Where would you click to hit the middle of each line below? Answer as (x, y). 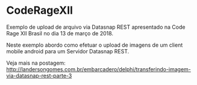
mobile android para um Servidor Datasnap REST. (68, 51)
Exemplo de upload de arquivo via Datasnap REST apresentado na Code (96, 27)
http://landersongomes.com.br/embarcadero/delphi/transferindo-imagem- (99, 69)
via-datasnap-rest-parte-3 (39, 75)
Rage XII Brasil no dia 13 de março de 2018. (60, 33)
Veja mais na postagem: (36, 63)
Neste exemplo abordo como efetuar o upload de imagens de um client (95, 45)
